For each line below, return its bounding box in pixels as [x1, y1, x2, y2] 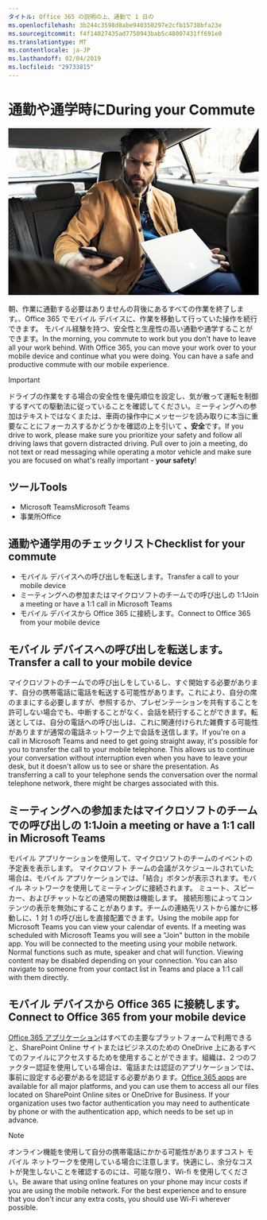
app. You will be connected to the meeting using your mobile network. [8, 939, 238, 949]
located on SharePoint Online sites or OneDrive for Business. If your [8, 1090, 230, 1099]
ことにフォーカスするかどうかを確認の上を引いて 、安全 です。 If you [21, 421, 244, 431]
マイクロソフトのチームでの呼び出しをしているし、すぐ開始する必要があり [8, 678, 252, 687]
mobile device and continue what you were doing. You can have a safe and [8, 351, 254, 361]
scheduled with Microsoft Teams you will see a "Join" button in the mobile [8, 931, 250, 940]
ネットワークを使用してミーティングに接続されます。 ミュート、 [23, 883, 234, 893]
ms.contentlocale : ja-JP [8, 46, 91, 55]
